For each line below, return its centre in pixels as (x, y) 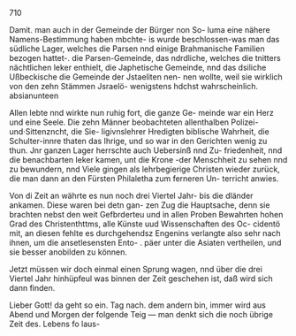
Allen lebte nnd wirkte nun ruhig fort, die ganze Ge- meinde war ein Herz (141, 113)
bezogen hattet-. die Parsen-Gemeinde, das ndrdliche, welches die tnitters (145, 58)
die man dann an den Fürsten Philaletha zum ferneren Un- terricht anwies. (144, 179)
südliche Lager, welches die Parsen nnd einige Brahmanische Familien (137, 49)
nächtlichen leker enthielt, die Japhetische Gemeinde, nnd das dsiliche (138, 67)
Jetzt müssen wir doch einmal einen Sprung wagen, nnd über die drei (136, 269)
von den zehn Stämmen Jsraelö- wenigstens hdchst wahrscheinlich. (134, 86)
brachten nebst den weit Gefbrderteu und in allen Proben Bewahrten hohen (146, 214)
